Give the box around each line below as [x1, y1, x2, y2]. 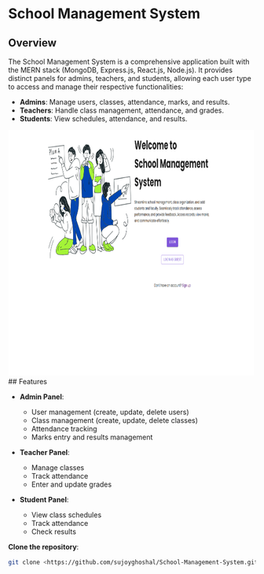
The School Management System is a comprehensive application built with [8, 57, 250, 66]
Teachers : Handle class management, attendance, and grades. [19, 106, 224, 115]
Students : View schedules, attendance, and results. [19, 114, 188, 123]
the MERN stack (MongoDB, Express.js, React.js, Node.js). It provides [8, 65, 233, 75]
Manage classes [31, 463, 85, 472]
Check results [31, 527, 77, 536]
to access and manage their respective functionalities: [8, 82, 184, 91]
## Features [8, 377, 47, 386]
